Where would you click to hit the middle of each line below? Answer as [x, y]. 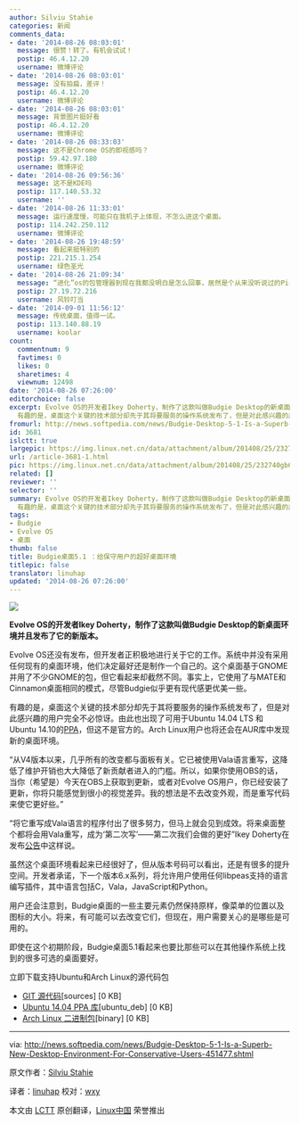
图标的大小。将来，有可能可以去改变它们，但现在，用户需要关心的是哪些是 [145, 917]
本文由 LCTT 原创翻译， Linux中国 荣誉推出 [87, 1111]
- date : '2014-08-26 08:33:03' [67, 142]
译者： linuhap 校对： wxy [55, 1091]
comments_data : [37, 34]
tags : [19, 515]
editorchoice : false [48, 399]
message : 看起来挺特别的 [59, 250]
